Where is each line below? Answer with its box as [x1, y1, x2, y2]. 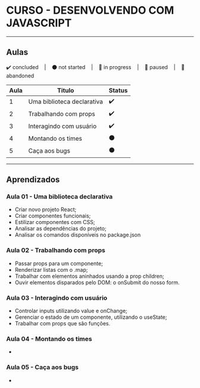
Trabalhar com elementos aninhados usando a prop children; [14, 272, 165, 280]
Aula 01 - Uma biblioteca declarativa [6, 193, 113, 201]
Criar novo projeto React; [14, 206, 77, 213]
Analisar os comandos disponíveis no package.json [14, 231, 141, 238]
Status [108, 86, 128, 94]
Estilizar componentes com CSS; [14, 219, 95, 226]
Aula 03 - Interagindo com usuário [6, 293, 108, 302]
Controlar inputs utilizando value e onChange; [14, 308, 128, 315]
